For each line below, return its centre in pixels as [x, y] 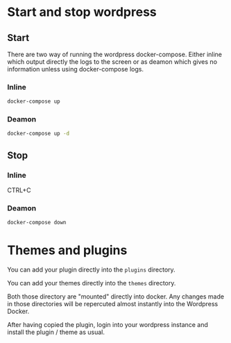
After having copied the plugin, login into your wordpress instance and [108, 325]
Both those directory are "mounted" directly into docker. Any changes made [115, 296]
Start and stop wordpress [82, 12]
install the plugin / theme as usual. [56, 332]
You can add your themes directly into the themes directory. [92, 283]
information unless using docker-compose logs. [76, 69]
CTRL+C [19, 190]
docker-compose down [37, 223]
